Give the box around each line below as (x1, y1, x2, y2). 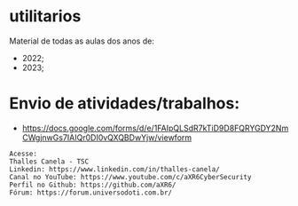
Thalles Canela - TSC (9, 157, 90, 166)
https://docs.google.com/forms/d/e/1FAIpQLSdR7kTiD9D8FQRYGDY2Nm (21, 123, 289, 133)
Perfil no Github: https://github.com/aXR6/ (9, 180, 176, 189)
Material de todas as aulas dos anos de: (9, 36, 155, 46)
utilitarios (9, 6, 82, 27)
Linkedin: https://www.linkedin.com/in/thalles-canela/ (9, 164, 220, 174)
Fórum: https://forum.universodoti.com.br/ (9, 188, 173, 197)
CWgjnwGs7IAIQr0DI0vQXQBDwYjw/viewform (21, 131, 192, 143)
